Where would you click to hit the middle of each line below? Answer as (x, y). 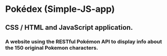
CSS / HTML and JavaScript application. (69, 28)
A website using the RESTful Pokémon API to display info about (83, 42)
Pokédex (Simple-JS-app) (60, 9)
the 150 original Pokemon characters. (52, 48)
